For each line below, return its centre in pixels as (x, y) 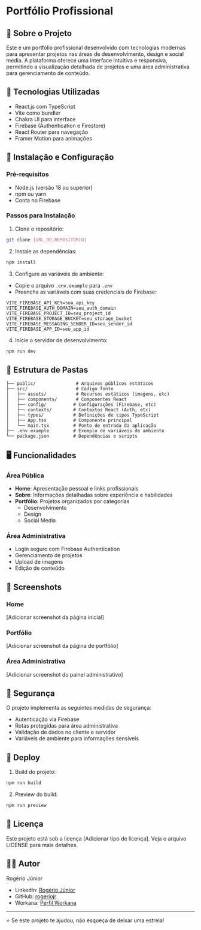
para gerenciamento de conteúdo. (48, 73)
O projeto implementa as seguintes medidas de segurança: (79, 708)
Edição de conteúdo (39, 568)
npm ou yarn (31, 194)
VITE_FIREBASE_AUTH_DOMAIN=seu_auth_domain (61, 308)
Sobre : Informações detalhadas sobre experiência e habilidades (94, 495)
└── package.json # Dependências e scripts (72, 436)
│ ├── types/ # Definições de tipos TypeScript (83, 415)
